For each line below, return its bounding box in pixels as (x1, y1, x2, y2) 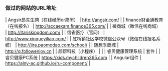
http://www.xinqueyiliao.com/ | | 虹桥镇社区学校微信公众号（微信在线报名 (5, 36, 156, 42)
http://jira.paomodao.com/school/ (18, 42, 88, 48)
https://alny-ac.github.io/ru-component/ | (5, 60, 91, 66)
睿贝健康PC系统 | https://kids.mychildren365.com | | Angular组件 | (5, 54, 142, 61)
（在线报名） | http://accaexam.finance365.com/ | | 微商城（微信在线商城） (5, 23, 161, 29)
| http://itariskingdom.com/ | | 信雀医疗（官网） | (5, 29, 105, 36)
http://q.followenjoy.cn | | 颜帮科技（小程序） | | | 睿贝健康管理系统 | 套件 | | (5, 48, 160, 54)
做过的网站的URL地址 (5, 4, 57, 11)
